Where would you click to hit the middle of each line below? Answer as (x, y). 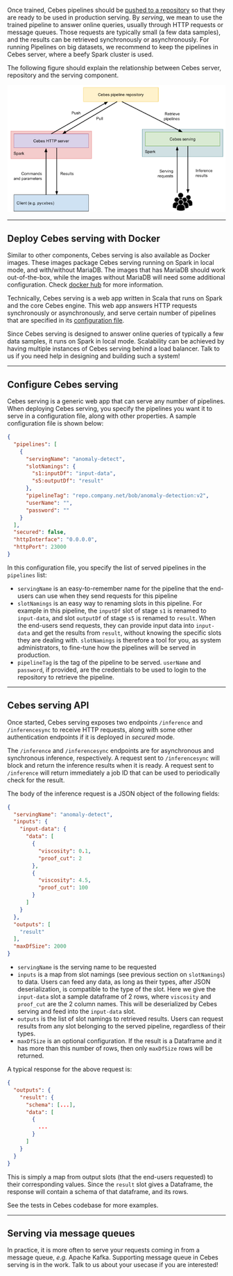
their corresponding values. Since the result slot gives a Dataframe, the (110, 1184)
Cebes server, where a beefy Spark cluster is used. (80, 54)
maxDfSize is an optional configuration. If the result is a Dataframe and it (119, 1041)
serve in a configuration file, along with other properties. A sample (102, 416)
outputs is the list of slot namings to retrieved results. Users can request (120, 1019)
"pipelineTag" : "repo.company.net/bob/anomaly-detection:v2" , (117, 496)
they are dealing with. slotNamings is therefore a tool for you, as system (119, 640)
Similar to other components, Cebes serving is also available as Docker (109, 255)
